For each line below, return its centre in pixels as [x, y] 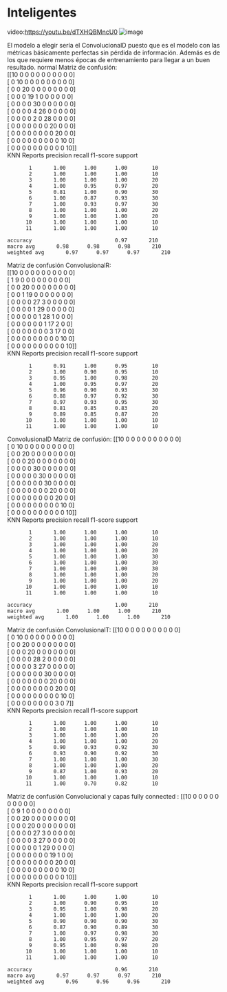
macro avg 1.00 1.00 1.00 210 [84, 611]
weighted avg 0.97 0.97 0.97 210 [89, 252]
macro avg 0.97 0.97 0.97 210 [84, 975]
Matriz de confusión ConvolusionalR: [59, 265]
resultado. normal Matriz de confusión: [62, 67]
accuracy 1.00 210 [83, 605]
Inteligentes [42, 13]
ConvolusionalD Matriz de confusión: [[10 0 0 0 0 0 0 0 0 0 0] [94, 439]
